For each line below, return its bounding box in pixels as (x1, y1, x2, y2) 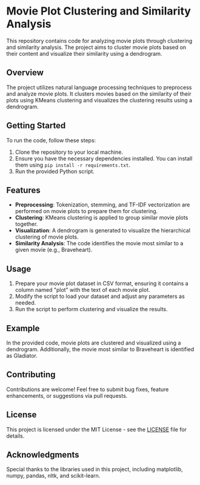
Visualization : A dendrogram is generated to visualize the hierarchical (15, 227, 191, 234)
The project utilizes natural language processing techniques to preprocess (6, 84, 192, 91)
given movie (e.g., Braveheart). (15, 246, 93, 254)
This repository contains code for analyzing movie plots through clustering (6, 37, 193, 44)
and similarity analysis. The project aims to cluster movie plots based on (6, 44, 187, 51)
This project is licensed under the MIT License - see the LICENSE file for (6, 426, 187, 433)
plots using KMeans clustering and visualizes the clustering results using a (6, 96, 193, 104)
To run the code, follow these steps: (6, 136, 96, 144)
